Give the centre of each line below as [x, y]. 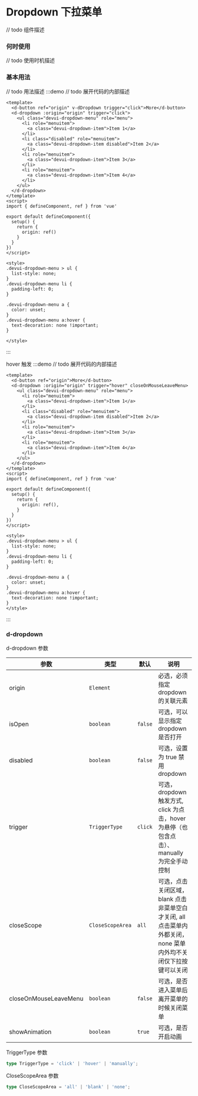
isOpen [19, 724]
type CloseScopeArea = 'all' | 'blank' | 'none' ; [68, 1087]
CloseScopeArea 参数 [32, 1075]
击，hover [172, 818]
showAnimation [30, 1031]
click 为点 [171, 810]
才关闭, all [172, 917]
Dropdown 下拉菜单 [54, 12]
